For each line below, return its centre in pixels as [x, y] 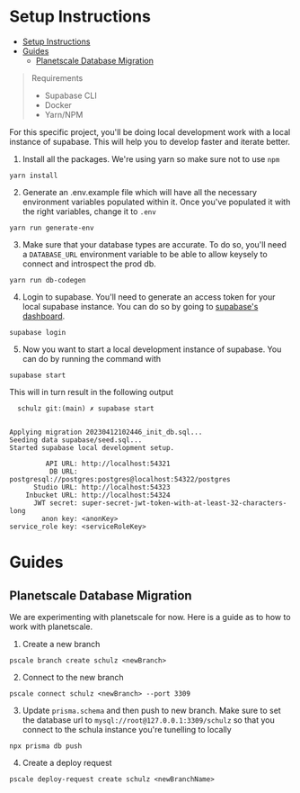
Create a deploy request [67, 762]
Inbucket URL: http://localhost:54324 [98, 495]
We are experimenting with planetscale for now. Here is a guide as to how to [150, 617]
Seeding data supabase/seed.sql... [76, 440]
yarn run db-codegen [48, 280]
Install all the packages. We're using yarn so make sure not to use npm [151, 158]
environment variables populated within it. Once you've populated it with [156, 202]
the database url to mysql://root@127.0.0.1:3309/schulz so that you [149, 720]
